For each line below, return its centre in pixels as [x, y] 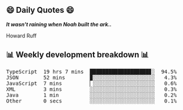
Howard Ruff [21, 36]
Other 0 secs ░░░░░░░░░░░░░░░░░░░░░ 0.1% [91, 101]
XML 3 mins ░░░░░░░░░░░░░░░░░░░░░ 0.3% [91, 89]
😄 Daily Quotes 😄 [40, 10]
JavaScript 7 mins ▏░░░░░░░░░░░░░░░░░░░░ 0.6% [91, 83]
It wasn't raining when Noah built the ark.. [59, 24]
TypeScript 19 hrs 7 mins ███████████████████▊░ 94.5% [91, 71]
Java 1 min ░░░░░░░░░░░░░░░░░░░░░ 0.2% [91, 95]
